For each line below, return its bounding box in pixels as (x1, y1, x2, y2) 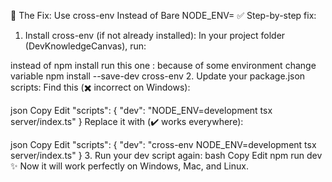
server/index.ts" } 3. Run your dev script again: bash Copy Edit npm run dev (10, 150, 323, 161)
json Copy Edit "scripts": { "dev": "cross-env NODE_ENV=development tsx (10, 139, 317, 150)
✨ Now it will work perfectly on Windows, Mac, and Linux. (10, 160, 249, 172)
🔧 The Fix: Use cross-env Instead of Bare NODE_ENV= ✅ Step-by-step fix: (10, 10, 317, 21)
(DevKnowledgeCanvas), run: (24, 40, 147, 52)
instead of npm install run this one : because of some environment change (10, 60, 317, 71)
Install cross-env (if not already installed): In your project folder (24, 30, 286, 41)
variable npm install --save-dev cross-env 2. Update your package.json (10, 70, 306, 82)
